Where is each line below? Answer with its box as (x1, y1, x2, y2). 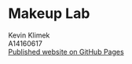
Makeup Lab (8, 5, 90, 23)
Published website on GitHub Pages (8, 47, 124, 56)
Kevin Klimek (8, 30, 50, 40)
